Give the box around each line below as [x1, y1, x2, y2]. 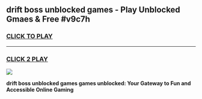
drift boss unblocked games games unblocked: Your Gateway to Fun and [6, 79, 191, 86]
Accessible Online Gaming [6, 86, 74, 93]
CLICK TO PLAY [6, 32, 53, 41]
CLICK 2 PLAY [6, 55, 48, 63]
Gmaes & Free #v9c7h [6, 14, 90, 25]
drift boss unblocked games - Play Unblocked [6, 5, 180, 15]
